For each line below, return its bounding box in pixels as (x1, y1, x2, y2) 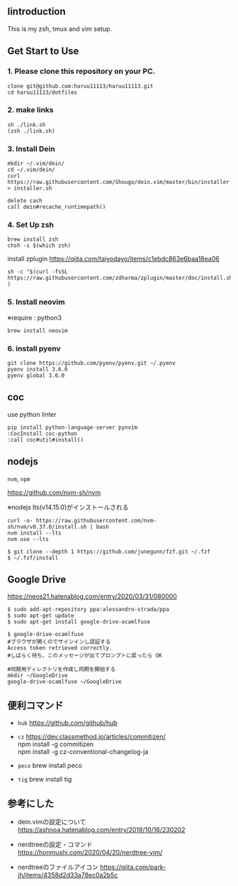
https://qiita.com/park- (100, 863, 166, 872)
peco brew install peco (17, 761, 83, 770)
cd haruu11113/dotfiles (7, 89, 78, 96)
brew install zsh (7, 236, 59, 244)
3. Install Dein (7, 143, 55, 153)
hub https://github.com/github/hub (17, 718, 118, 727)
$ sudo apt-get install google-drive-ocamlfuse (7, 618, 151, 625)
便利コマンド (7, 699, 64, 711)
